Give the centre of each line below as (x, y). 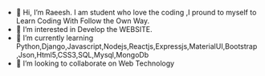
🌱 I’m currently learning (55, 38)
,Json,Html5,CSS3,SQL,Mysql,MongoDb (82, 55)
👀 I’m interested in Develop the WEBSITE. (84, 29)
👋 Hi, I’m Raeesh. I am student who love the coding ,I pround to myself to (136, 12)
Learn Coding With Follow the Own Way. (83, 21)
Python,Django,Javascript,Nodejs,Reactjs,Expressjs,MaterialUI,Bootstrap (137, 46)
